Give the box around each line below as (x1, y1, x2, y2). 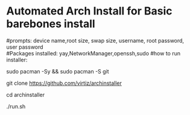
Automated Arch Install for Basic (6, 4, 173, 18)
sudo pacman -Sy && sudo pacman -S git (6, 67, 110, 75)
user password (6, 43, 43, 51)
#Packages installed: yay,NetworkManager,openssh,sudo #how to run (6, 49, 181, 57)
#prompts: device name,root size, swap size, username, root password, (6, 37, 185, 44)
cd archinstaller (6, 91, 45, 98)
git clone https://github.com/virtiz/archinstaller (6, 79, 122, 87)
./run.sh (6, 102, 26, 110)
